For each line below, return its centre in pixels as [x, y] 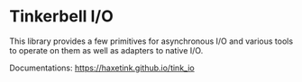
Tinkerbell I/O [62, 16]
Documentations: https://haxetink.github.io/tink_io [102, 68]
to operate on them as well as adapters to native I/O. [106, 50]
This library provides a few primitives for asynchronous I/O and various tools [151, 41]
